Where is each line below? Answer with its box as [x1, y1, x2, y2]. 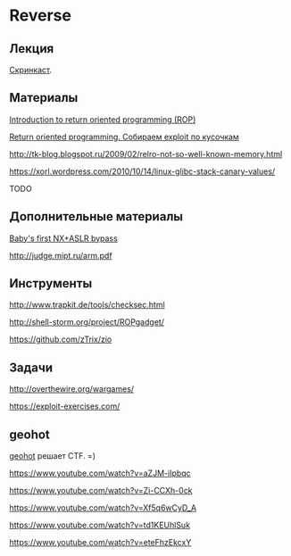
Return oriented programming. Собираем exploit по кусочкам [9, 131, 239, 142]
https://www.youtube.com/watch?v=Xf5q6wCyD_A [9, 502, 197, 513]
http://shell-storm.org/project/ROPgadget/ [9, 317, 165, 328]
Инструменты [9, 276, 93, 291]
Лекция [9, 41, 54, 56]
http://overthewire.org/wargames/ [9, 384, 135, 394]
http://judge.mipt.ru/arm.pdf [9, 250, 113, 261]
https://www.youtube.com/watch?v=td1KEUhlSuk [9, 519, 190, 531]
